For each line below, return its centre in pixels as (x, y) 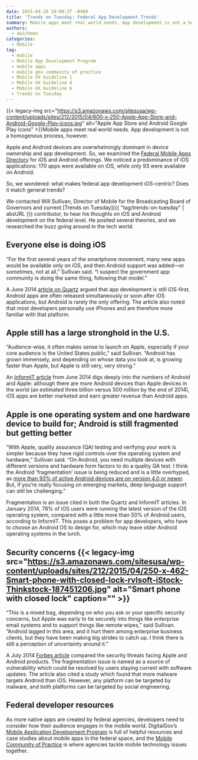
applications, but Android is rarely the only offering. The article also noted (95, 302)
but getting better (39, 433)
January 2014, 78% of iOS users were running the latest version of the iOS (96, 509)
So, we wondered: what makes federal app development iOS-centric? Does (98, 183)
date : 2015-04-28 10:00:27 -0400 (47, 11)
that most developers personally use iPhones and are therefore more (90, 308)
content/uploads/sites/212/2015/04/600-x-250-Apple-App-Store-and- (92, 117)
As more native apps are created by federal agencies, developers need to (95, 719)
